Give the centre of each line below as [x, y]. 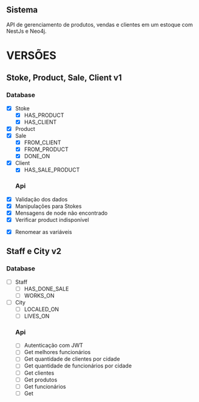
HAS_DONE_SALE [46, 289]
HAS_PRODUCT [44, 115]
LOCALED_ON [42, 309]
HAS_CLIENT [40, 122]
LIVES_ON [37, 316]
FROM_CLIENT [42, 142]
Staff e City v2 [34, 251]
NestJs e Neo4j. [26, 31]
